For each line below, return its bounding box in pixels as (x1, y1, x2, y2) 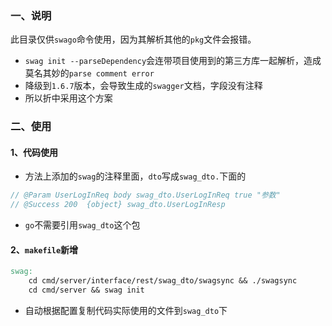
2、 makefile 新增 (10, 243, 79, 256)
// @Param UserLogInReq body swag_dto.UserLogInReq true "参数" (10, 190, 281, 201)
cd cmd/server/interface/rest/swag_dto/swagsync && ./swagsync (28, 276, 298, 286)
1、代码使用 (10, 146, 59, 158)
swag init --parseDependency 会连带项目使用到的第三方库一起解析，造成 (24, 55, 322, 67)
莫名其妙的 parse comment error (24, 67, 155, 79)
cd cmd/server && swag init (28, 285, 145, 296)
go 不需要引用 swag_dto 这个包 (24, 219, 141, 231)
